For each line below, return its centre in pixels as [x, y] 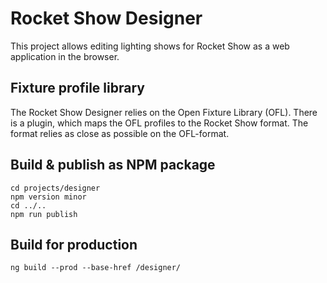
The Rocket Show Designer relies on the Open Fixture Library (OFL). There [164, 112]
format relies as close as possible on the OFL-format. [120, 133]
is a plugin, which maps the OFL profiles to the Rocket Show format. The [159, 123]
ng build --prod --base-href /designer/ [96, 268]
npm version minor [48, 197]
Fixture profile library [77, 88]
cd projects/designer [55, 188]
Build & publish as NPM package [113, 165]
